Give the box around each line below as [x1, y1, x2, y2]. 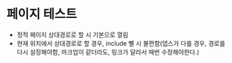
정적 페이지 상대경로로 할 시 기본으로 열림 [16, 30, 129, 39]
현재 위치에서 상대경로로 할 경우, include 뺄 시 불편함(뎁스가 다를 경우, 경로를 [16, 39, 226, 47]
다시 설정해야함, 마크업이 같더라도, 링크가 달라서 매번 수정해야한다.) [16, 48, 200, 56]
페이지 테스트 [6, 6, 77, 22]
